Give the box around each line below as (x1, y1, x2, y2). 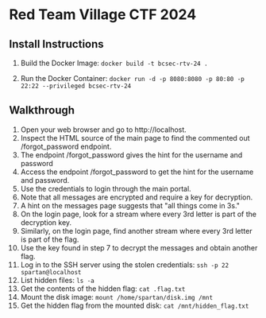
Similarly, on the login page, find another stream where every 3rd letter (20, 226, 253, 235)
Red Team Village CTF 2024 (9, 6, 197, 24)
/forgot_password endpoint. (20, 142, 112, 151)
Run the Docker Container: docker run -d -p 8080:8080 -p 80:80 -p (20, 74, 245, 83)
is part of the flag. (20, 235, 79, 244)
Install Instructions (9, 37, 104, 51)
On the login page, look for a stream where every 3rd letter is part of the (20, 209, 257, 219)
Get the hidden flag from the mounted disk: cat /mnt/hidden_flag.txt (20, 301, 249, 310)
